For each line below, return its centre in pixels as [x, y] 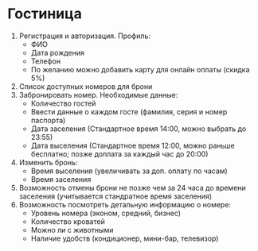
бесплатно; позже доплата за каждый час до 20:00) [119, 154]
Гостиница [45, 14]
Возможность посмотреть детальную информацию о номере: [125, 204]
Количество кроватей [68, 221]
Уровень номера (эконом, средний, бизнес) [106, 213]
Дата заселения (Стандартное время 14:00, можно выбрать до [139, 129]
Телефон [46, 61]
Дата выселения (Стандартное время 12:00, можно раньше [133, 145]
